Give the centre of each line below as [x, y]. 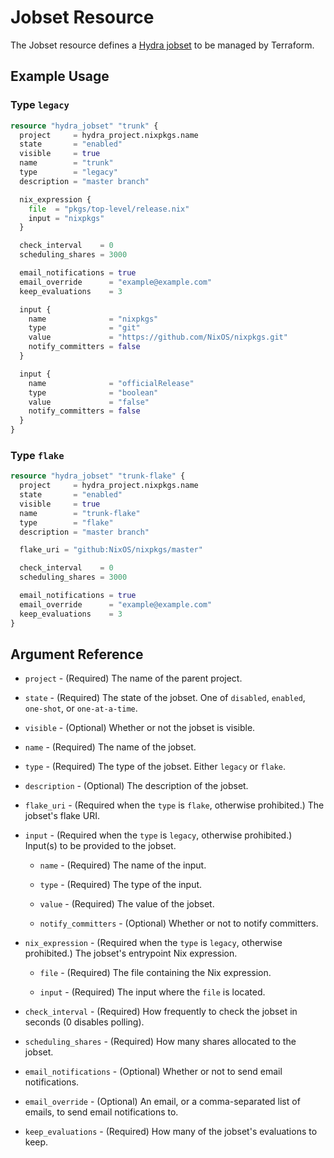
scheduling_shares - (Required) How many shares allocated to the [160, 1042]
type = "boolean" [93, 392]
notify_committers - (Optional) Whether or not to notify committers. [179, 923]
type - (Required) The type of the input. [121, 885]
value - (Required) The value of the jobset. [127, 904]
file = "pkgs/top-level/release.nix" [109, 209]
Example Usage [60, 76]
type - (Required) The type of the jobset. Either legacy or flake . [155, 767]
